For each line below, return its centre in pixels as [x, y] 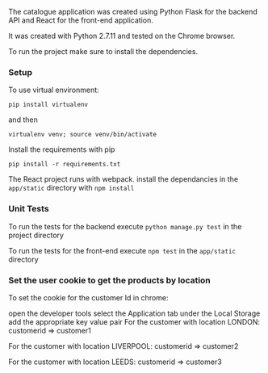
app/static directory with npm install [71, 188]
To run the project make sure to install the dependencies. [103, 51]
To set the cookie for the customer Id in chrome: [88, 297]
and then [23, 119]
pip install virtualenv [48, 105]
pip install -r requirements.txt [65, 165]
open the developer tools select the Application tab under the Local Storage [134, 313]
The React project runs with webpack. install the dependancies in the [124, 179]
